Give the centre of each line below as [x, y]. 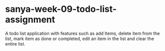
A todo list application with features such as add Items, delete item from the [82, 33]
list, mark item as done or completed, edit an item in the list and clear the [80, 39]
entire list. [15, 44]
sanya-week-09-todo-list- [61, 9]
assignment [30, 20]
